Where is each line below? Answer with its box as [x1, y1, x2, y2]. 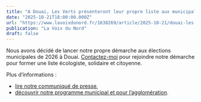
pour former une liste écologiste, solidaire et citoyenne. [6, 60, 142, 67]
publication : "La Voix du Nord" [6, 25, 87, 31]
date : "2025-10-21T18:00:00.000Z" [6, 14, 93, 20]
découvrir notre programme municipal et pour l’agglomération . [14, 89, 169, 96]
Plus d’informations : [6, 71, 57, 78]
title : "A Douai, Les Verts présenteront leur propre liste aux [6, 8, 170, 15]
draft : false [6, 31, 39, 37]
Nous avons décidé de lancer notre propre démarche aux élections [6, 47, 171, 54]
